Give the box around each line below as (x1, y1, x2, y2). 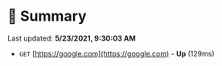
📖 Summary (7, 7, 87, 25)
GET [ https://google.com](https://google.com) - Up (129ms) (18, 49, 215, 58)
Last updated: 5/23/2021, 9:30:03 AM (7, 33, 136, 43)
